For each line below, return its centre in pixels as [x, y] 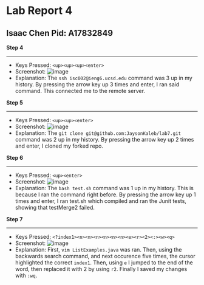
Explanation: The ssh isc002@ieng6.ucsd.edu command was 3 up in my [104, 78]
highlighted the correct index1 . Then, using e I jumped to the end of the [104, 263]
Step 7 [15, 219]
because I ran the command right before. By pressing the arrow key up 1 [105, 194]
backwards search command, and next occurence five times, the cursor [105, 256]
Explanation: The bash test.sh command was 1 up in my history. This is [104, 188]
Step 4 [15, 47]
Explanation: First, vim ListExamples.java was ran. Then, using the [98, 249]
